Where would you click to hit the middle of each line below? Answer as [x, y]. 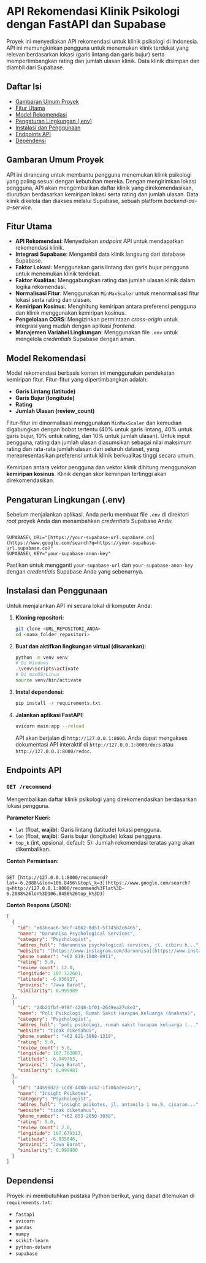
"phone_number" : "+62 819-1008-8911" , [67, 956]
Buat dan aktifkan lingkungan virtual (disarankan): [81, 646]
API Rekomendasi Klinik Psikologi [93, 11]
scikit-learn [32, 1240]
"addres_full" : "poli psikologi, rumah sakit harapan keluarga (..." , [109, 1025]
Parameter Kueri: [29, 818]
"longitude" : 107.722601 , [51, 973]
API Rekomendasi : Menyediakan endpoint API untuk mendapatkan [99, 241]
